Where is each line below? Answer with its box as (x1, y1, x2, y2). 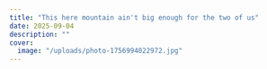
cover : (9, 38, 34, 47)
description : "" (9, 30, 70, 39)
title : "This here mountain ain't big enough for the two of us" (9, 13, 259, 22)
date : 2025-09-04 (9, 22, 75, 30)
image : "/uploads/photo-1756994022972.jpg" (17, 47, 182, 56)
